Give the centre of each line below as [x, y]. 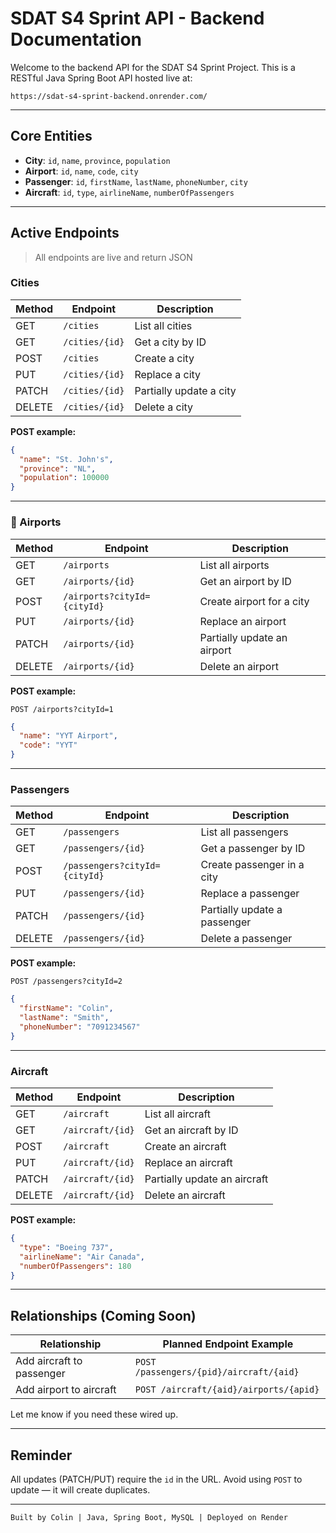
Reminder [41, 1455]
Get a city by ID [170, 342]
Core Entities [51, 136]
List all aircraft [178, 1114]
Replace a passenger [250, 894]
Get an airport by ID [245, 581]
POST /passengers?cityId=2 [66, 982]
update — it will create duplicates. [80, 1490]
